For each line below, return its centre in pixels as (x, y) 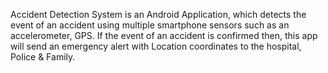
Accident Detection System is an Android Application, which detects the (158, 14)
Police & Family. (43, 57)
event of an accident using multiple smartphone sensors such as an (150, 25)
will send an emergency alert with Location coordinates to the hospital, (156, 46)
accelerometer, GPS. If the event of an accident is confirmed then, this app (164, 35)
